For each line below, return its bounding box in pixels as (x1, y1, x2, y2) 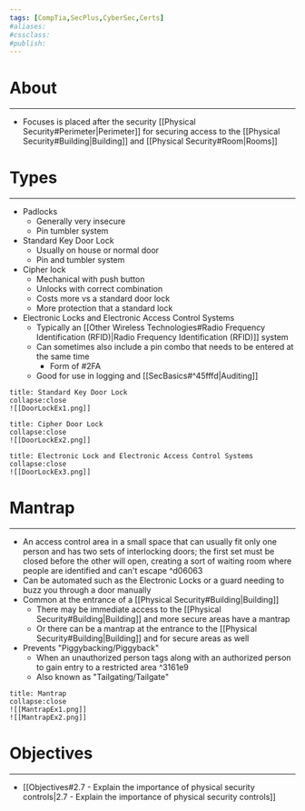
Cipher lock (22, 265, 66, 275)
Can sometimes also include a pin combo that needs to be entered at (35, 342, 294, 353)
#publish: (9, 38, 47, 48)
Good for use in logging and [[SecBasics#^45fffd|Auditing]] (35, 370, 259, 382)
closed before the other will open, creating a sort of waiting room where (22, 556, 292, 566)
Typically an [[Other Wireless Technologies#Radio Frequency (35, 322, 266, 333)
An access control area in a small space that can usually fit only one (22, 536, 277, 547)
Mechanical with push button (35, 274, 145, 285)
